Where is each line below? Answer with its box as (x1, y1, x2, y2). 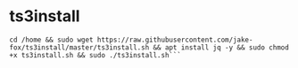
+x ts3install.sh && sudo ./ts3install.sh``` (9, 50, 181, 59)
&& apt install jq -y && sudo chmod (153, 42, 290, 52)
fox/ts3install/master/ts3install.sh (9, 42, 150, 52)
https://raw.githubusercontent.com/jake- (96, 35, 253, 44)
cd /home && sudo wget (9, 35, 94, 44)
